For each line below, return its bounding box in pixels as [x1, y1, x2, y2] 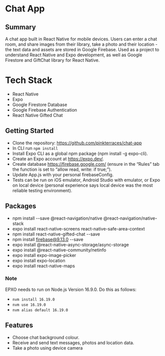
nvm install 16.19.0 [12, 297, 55, 302]
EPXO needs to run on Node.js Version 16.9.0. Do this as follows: [5, 286, 137, 292]
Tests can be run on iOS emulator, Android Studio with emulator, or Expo [12, 177, 160, 183]
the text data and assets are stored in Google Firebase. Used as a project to [5, 47, 160, 52]
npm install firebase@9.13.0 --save [12, 236, 83, 242]
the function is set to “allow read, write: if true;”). [12, 166, 112, 172]
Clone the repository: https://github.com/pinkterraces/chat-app [12, 140, 142, 146]
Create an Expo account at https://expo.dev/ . [12, 155, 104, 162]
